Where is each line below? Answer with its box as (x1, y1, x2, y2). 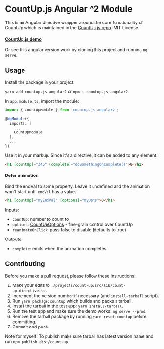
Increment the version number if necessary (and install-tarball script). (12, 292, 159, 299)
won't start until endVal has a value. (5, 189, 77, 195)
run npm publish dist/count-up (5, 338, 68, 344)
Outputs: (5, 236, 23, 242)
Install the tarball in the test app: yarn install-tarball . (12, 303, 123, 309)
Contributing (5, 260, 45, 268)
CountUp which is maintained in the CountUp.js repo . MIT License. (5, 24, 140, 30)
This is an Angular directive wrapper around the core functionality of (5, 20, 143, 25)
